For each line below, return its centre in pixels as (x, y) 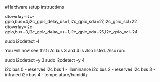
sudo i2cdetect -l (22, 41)
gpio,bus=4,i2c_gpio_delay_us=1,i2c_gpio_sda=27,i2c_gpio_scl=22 (71, 22)
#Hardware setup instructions (35, 7)
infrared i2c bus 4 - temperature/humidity (46, 74)
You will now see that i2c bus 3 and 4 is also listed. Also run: (65, 51)
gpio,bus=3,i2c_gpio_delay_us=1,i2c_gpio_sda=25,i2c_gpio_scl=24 (71, 32)
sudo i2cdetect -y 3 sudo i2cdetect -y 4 (45, 60)
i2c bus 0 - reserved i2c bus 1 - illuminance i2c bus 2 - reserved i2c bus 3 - (80, 69)
